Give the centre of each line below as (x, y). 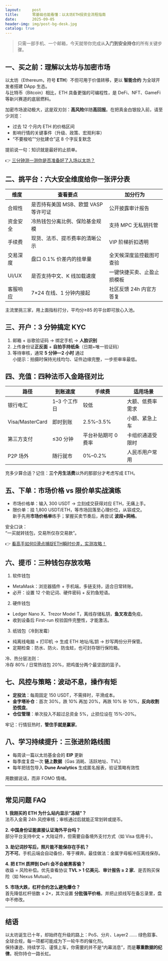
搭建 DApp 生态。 (32, 86)
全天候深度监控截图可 (134, 255)
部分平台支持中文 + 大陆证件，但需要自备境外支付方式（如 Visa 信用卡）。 (80, 837)
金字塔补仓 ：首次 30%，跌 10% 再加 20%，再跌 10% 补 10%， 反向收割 (86, 701)
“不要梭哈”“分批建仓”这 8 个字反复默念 (52, 139)
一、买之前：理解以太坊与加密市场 (58, 67)
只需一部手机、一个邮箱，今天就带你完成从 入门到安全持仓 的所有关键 (87, 44)
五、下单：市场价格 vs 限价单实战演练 (63, 491)
